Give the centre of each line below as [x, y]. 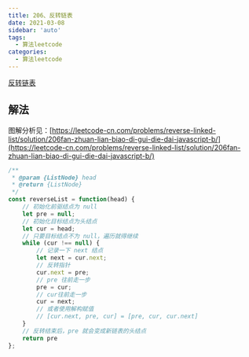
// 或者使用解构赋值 [65, 309]
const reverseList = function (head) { [71, 200]
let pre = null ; [49, 214]
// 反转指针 [53, 265]
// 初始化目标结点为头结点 [60, 221]
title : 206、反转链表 [40, 15]
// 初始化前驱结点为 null [60, 207]
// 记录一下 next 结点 [70, 251]
